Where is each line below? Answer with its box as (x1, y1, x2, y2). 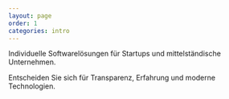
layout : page (8, 11, 52, 20)
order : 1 (8, 19, 38, 27)
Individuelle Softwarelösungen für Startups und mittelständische (8, 49, 221, 59)
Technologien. (8, 81, 56, 91)
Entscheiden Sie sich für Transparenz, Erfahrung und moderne (8, 73, 215, 83)
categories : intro (8, 27, 70, 35)
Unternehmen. (8, 57, 56, 67)
